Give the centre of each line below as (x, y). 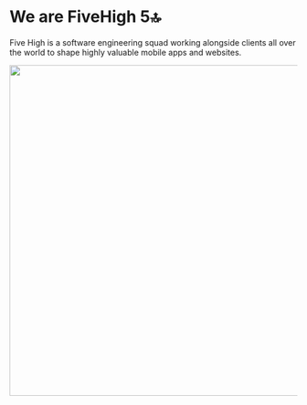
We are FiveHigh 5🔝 (85, 17)
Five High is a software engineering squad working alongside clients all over (153, 42)
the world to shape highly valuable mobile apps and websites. (126, 52)
